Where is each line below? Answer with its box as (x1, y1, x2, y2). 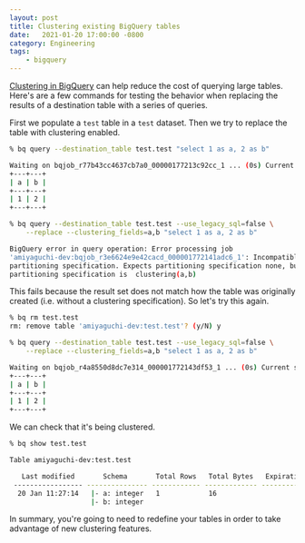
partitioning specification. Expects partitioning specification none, (9, 261, 286, 271)
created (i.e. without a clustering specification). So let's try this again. (9, 296, 270, 307)
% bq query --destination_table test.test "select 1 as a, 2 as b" (9, 144, 271, 153)
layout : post (9, 13, 59, 23)
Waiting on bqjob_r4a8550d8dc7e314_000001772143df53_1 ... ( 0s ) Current (9, 362, 290, 372)
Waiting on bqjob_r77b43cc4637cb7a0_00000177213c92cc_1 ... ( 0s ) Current (9, 161, 295, 170)
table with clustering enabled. (9, 127, 121, 137)
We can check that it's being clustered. (9, 421, 156, 432)
